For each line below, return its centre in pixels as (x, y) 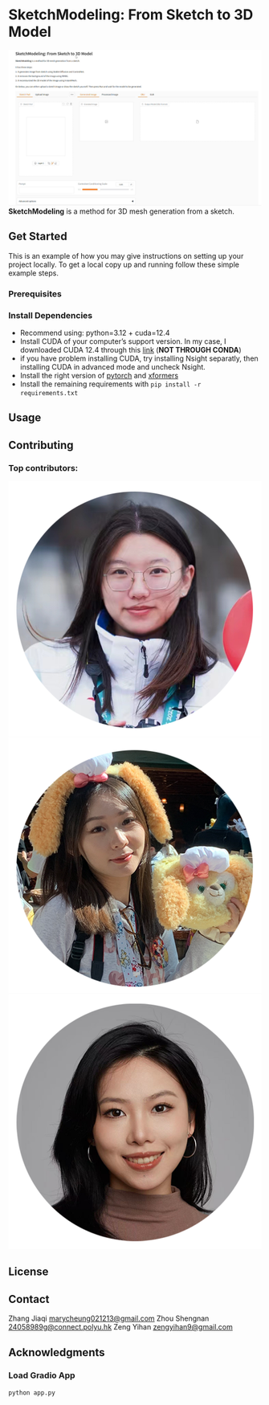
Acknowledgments (57, 1352)
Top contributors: (43, 468)
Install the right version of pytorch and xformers (99, 376)
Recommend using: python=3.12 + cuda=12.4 (95, 333)
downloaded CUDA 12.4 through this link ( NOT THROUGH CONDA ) (131, 350)
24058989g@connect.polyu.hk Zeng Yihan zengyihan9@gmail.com (120, 1327)
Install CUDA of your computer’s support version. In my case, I (123, 341)
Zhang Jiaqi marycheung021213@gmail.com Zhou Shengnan (109, 1318)
